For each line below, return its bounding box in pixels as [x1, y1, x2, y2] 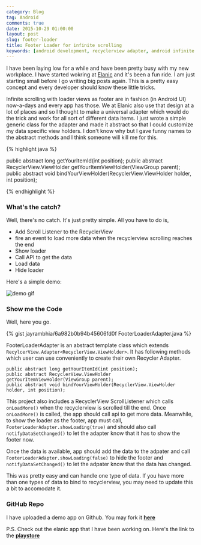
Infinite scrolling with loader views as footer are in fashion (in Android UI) [6, 95, 187, 102]
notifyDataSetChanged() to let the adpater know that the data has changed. [6, 461, 192, 468]
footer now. [6, 436, 35, 443]
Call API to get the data [14, 254, 72, 261]
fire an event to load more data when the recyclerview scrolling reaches [14, 235, 193, 242]
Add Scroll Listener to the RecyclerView [14, 228, 113, 235]
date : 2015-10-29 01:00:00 [6, 25, 74, 32]
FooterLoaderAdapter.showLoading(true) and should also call [6, 423, 157, 431]
